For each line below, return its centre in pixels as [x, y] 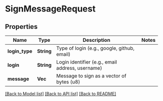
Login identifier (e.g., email [87, 62]
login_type [20, 51]
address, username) [79, 68]
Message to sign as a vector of [91, 76]
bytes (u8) [68, 82]
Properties [21, 27]
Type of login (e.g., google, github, [95, 48]
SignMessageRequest [50, 9]
